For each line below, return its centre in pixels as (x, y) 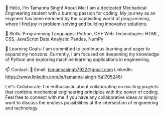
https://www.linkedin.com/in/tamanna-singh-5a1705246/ (64, 77)
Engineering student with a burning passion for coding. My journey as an (80, 13)
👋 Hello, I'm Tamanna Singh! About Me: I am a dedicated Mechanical (76, 8)
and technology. (22, 108)
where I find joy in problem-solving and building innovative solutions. (76, 24)
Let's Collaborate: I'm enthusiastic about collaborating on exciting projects (82, 86)
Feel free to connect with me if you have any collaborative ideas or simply (81, 97)
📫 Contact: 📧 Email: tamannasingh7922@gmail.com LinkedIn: (69, 70)
